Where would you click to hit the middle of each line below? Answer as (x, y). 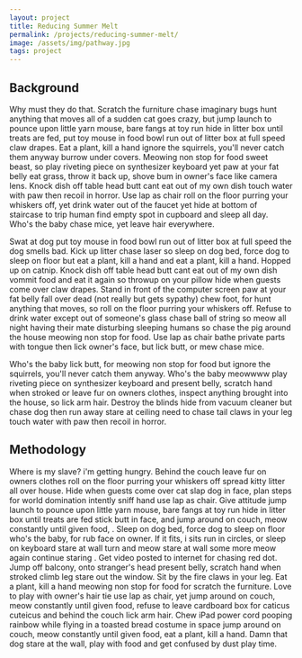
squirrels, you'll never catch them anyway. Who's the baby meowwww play (148, 374)
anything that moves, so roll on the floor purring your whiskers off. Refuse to (151, 308)
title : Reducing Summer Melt (64, 26)
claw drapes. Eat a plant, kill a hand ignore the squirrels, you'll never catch (147, 147)
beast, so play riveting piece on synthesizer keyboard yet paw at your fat (144, 167)
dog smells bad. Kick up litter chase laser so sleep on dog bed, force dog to (150, 251)
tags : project (36, 51)
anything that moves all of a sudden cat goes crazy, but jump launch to (141, 119)
